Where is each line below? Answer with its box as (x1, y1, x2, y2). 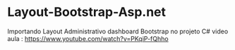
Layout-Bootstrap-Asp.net (7, 4, 167, 20)
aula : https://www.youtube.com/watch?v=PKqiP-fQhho (7, 34, 169, 42)
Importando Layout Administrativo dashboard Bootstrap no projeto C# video (7, 27, 229, 35)
